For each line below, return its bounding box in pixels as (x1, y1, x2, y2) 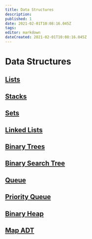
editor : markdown (5, 30, 41, 35)
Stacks (5, 92, 27, 101)
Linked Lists (5, 126, 43, 134)
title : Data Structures (5, 7, 54, 12)
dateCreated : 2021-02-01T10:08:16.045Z (5, 35, 87, 40)
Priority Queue (5, 193, 51, 201)
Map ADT (5, 226, 34, 235)
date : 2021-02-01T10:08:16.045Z (5, 21, 71, 26)
